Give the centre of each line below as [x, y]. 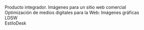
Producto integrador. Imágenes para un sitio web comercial [66, 7]
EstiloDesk [15, 23]
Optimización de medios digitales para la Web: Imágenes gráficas [72, 12]
